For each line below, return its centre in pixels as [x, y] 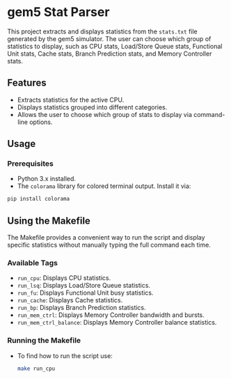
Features [27, 83]
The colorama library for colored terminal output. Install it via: [104, 186]
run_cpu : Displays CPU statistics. [64, 278]
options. [41, 122]
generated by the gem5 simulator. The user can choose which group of [109, 38]
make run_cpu [36, 369]
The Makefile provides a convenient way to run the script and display [106, 238]
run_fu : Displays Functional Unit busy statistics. [85, 293]
